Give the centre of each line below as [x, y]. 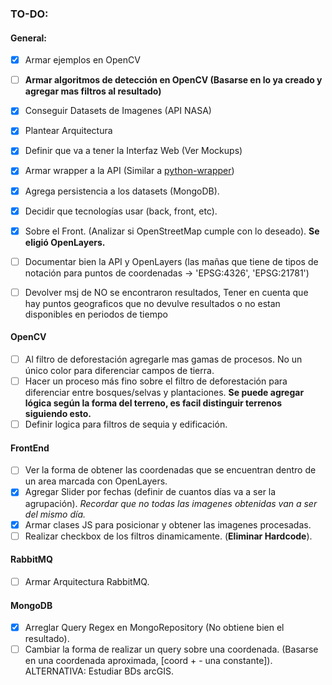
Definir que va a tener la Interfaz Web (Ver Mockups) [133, 151]
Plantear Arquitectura [68, 131]
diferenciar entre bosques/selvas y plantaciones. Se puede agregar [164, 393]
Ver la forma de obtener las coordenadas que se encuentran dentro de [170, 470]
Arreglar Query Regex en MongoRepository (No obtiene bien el [154, 628]
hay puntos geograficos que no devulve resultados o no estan [152, 303]
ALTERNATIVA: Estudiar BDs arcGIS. [99, 671]
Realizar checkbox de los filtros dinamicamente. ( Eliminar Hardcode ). [168, 536]
